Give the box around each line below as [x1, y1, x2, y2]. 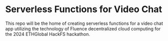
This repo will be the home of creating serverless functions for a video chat [5, 20, 163, 26]
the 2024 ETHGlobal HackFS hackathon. [5, 31, 90, 37]
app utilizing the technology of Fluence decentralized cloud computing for [5, 25, 161, 31]
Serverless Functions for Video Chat [5, 4, 162, 15]
